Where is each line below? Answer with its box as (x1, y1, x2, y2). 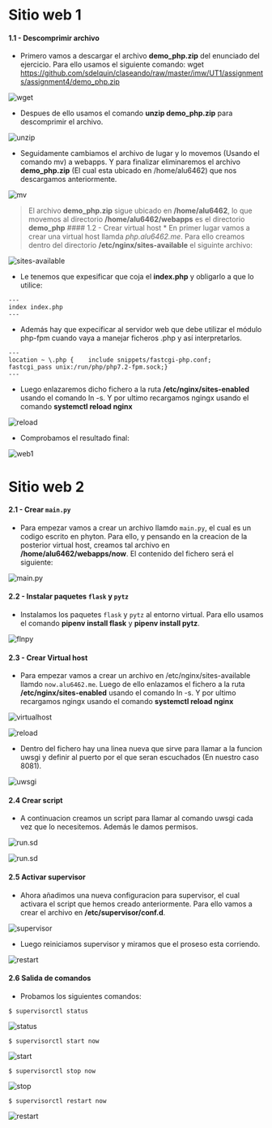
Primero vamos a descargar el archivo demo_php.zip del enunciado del (19, 51, 261, 61)
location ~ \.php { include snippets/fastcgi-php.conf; (8, 356, 212, 365)
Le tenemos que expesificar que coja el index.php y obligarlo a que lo (19, 272, 254, 282)
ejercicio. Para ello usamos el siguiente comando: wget (19, 59, 205, 70)
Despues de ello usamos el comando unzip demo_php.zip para (19, 108, 233, 119)
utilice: (19, 280, 43, 290)
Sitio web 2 (8, 478, 85, 496)
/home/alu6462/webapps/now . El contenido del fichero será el (19, 548, 234, 558)
